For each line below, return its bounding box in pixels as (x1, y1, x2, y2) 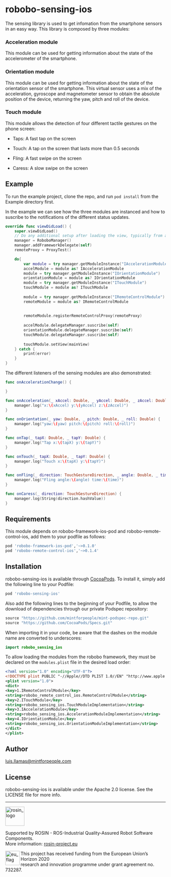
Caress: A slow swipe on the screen (12, 165, 88, 171)
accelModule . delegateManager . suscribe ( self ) (23, 323, 120, 328)
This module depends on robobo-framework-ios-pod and (5, 528, 126, 535)
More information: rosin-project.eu (5, 841, 78, 847)
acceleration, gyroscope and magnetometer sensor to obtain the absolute (5, 91, 160, 97)
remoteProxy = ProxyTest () (14, 248, 72, 253)
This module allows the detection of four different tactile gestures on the (5, 120, 157, 126)
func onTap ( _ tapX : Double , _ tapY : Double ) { (5, 435, 106, 441)
